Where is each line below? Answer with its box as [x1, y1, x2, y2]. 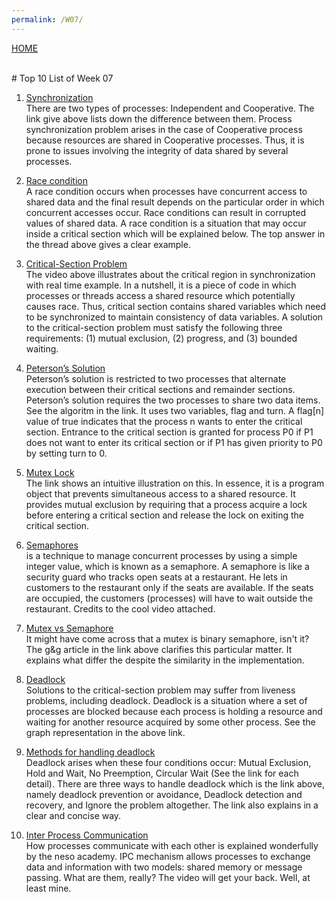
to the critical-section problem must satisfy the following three [25, 321, 283, 333]
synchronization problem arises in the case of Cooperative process [25, 123, 303, 135]
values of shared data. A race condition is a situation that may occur [25, 217, 307, 229]
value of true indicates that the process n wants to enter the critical [25, 415, 303, 427]
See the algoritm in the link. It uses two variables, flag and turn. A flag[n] [25, 404, 325, 416]
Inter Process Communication [25, 829, 149, 841]
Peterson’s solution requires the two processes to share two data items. [25, 394, 321, 406]
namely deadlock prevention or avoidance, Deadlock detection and [25, 788, 303, 800]
